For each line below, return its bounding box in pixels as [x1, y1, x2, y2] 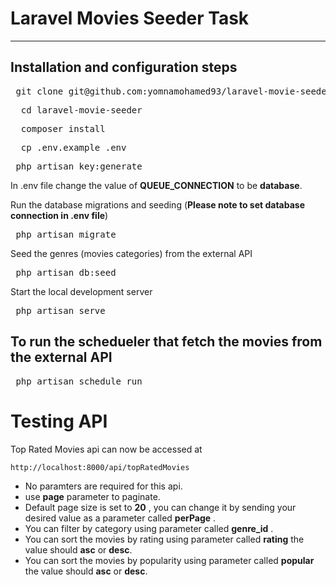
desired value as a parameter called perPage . [24, 512, 217, 524]
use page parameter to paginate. [24, 490, 161, 502]
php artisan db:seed [15, 267, 117, 278]
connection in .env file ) [10, 209, 109, 221]
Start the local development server [10, 285, 153, 297]
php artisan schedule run [15, 375, 143, 387]
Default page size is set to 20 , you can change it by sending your [24, 501, 297, 513]
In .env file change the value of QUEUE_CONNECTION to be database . [10, 179, 303, 191]
